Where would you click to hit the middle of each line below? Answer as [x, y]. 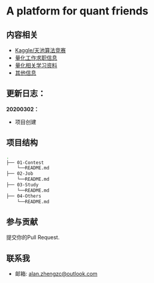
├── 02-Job [20, 174]
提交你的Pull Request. [33, 237]
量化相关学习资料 [36, 65]
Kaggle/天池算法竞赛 [40, 50]
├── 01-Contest [25, 163]
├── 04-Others [24, 196]
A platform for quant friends [77, 11]
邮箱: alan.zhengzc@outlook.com [56, 274]
